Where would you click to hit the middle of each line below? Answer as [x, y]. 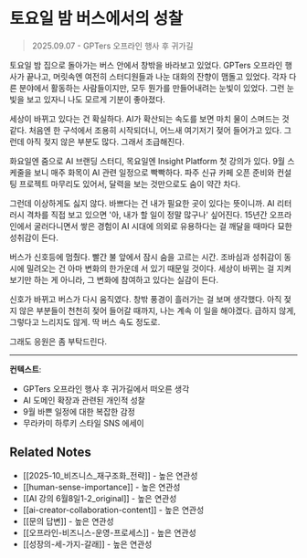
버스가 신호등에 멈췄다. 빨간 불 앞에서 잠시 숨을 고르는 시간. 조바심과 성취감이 [146, 257]
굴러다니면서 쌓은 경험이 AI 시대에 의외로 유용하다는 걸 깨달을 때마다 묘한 [163, 226]
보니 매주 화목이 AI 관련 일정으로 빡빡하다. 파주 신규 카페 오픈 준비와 [154, 172]
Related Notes [50, 453]
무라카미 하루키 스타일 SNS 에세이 [83, 423]
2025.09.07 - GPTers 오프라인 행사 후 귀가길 [112, 46]
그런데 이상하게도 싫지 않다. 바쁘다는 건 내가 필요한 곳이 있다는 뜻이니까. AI [143, 203]
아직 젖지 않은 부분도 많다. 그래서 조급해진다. [106, 142]
